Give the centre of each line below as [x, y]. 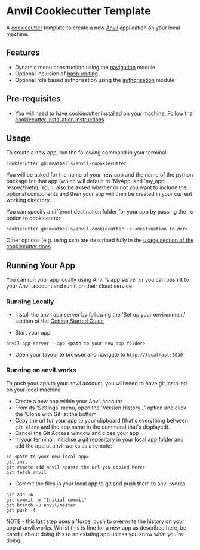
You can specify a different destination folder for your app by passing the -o [100, 212]
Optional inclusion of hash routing [56, 74]
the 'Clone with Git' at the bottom [56, 414]
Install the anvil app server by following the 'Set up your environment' [100, 315]
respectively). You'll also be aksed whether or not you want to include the [96, 187]
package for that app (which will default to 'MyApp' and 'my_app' [86, 181]
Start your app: [33, 333]
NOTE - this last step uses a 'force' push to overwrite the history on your [95, 521]
